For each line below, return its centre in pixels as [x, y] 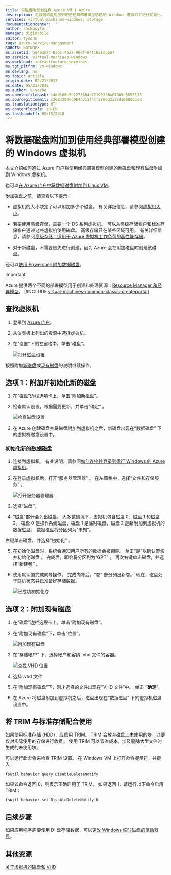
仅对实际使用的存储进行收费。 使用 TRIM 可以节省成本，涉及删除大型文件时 [84, 741]
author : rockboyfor [26, 29]
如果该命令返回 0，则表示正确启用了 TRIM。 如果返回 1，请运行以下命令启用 [84, 784]
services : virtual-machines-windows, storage [54, 19]
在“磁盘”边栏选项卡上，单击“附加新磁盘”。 [57, 396]
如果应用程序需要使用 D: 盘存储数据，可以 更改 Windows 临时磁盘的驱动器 [82, 830]
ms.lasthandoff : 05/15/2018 [35, 114]
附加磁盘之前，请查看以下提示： [39, 196]
